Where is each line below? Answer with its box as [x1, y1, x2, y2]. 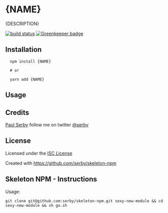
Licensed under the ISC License [5, 150, 73, 156]
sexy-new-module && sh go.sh [5, 203, 67, 208]
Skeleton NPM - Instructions [5, 175, 98, 184]
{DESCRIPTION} [5, 20, 39, 27]
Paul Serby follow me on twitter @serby [5, 121, 89, 127]
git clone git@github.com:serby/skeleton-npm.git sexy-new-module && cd [5, 198, 163, 203]
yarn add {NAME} [10, 77, 44, 82]
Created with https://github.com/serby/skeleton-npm [5, 160, 116, 166]
